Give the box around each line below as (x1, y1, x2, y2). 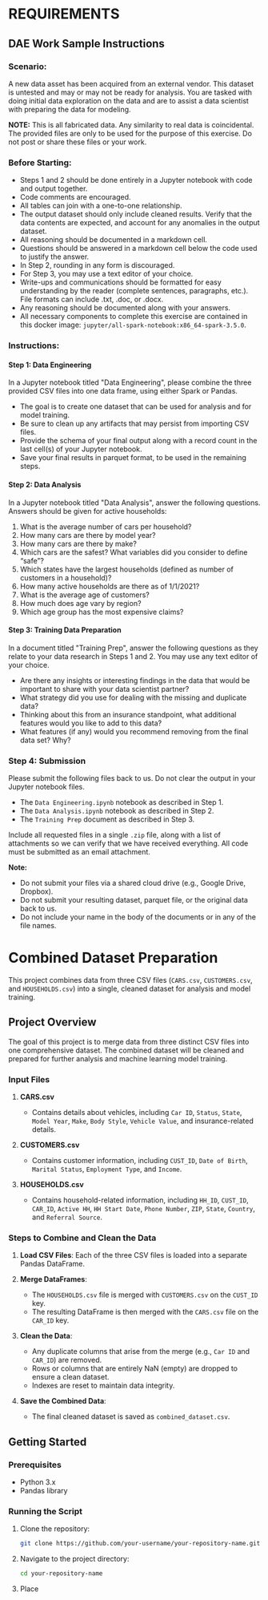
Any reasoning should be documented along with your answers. (19, 303, 230, 313)
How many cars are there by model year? (19, 530, 156, 539)
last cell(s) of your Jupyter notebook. (19, 444, 142, 454)
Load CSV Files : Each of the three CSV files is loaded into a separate (19, 1251, 248, 1260)
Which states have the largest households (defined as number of (19, 564, 234, 574)
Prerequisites (8, 1459, 62, 1470)
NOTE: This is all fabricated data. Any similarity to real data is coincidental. (8, 119, 254, 129)
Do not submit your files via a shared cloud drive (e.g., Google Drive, (19, 879, 246, 887)
